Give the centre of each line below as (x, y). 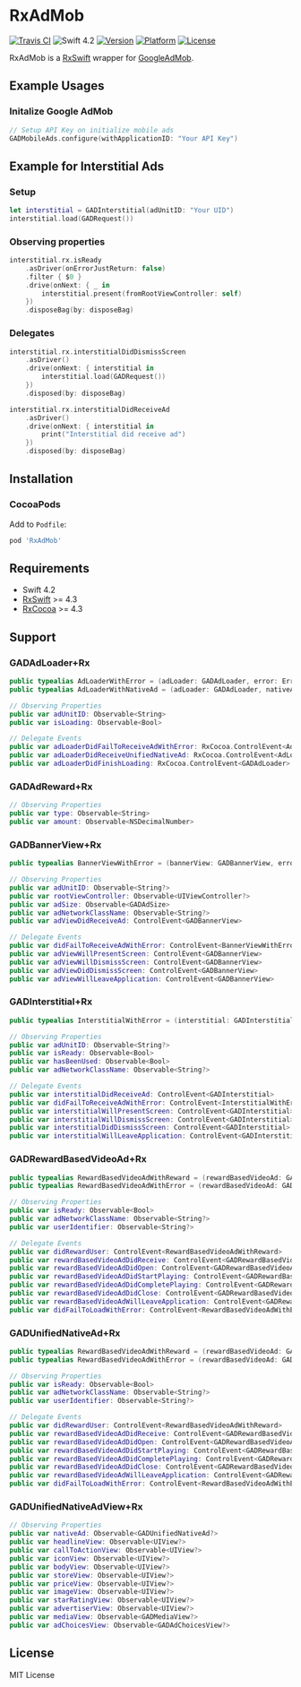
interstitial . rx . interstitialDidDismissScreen (98, 352)
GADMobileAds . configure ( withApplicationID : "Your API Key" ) (124, 138)
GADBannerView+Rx (56, 845)
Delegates (32, 333)
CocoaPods (35, 504)
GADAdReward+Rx (51, 787)
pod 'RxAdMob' (36, 540)
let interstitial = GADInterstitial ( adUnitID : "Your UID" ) (122, 211)
